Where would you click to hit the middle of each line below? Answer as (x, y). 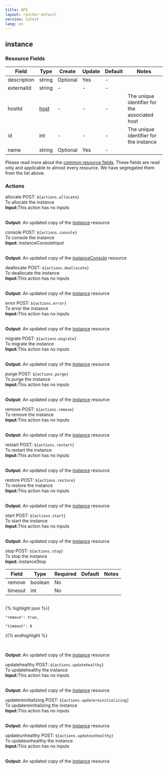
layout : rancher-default (31, 15)
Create (67, 71)
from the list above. (25, 173)
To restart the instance (28, 450)
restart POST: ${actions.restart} (40, 445)
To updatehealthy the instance (36, 670)
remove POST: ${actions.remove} (39, 410)
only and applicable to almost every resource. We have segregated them (80, 167)
